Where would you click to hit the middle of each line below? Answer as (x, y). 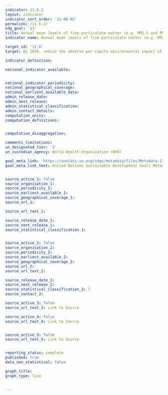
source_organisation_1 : (30, 184)
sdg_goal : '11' (21, 29)
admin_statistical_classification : (42, 106)
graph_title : (19, 371)
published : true (22, 358)
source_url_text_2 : (25, 271)
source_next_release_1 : (30, 225)
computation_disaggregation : (35, 134)
